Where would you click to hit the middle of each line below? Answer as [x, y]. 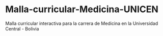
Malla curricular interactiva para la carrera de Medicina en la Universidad [82, 23]
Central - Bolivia [22, 28]
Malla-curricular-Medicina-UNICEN [82, 9]
